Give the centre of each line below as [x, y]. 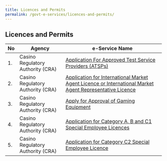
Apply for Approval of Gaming [100, 101]
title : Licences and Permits [35, 10]
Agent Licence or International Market [110, 83]
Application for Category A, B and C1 [109, 121]
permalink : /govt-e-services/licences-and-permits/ [60, 14]
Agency [40, 49]
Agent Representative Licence [100, 90]
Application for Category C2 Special [108, 142]
